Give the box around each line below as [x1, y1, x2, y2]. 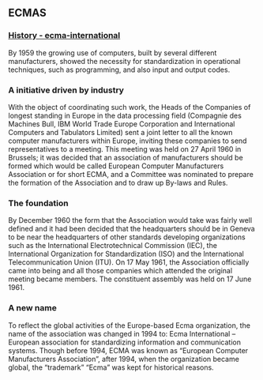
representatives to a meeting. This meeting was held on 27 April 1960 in [8, 144, 242, 153]
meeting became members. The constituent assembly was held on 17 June [8, 274, 252, 284]
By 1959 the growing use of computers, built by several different [8, 47, 217, 58]
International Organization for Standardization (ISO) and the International [8, 249, 245, 259]
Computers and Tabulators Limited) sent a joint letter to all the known [8, 127, 233, 137]
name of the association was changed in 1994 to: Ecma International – [8, 329, 236, 338]
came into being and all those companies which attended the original [8, 266, 233, 276]
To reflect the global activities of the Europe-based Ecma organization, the [8, 320, 251, 330]
